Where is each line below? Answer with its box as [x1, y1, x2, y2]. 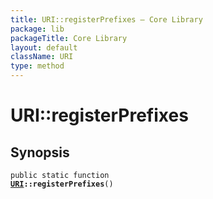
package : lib [10, 24, 65, 34]
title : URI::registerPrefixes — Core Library [10, 14, 203, 25]
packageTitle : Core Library [10, 33, 128, 43]
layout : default [10, 42, 78, 53]
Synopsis [10, 144, 70, 161]
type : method [10, 61, 65, 71]
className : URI [10, 52, 74, 62]
